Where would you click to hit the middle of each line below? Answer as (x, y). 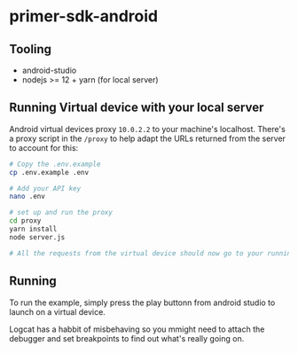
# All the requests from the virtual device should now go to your (137, 253)
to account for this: (44, 147)
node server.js (37, 237)
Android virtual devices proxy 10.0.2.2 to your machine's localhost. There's (147, 129)
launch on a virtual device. (58, 311)
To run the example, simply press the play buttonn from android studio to (142, 302)
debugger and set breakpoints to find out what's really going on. (127, 338)
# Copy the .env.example (55, 164)
